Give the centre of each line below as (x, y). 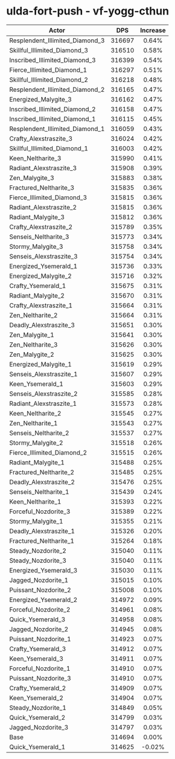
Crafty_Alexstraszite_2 (41, 226)
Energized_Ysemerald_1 (43, 266)
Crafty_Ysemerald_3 (38, 649)
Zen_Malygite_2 (32, 354)
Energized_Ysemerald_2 (43, 600)
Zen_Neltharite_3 (33, 344)
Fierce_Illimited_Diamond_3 (48, 197)
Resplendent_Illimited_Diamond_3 (57, 40)
